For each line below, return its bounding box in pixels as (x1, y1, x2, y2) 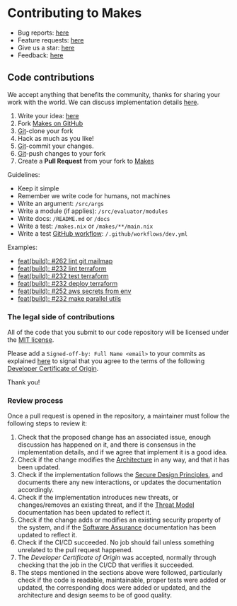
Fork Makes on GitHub (17, 119, 83, 127)
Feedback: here (17, 51, 64, 59)
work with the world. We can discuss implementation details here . (7, 98, 200, 106)
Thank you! (7, 378, 40, 387)
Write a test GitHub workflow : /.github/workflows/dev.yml (17, 229, 188, 238)
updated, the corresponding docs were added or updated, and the (17, 583, 211, 592)
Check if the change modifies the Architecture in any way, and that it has (17, 455, 230, 464)
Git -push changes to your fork (17, 149, 106, 157)
